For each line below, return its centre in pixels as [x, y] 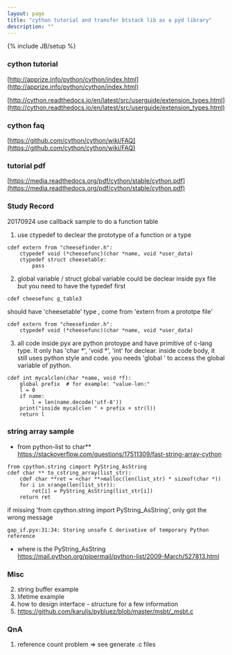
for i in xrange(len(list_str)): [68, 485]
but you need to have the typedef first [71, 286]
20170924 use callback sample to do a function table [83, 221]
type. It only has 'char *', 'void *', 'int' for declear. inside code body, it [116, 350]
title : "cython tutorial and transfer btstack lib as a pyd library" [110, 20]
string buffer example [48, 589]
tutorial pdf [27, 166]
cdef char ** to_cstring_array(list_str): [69, 473]
